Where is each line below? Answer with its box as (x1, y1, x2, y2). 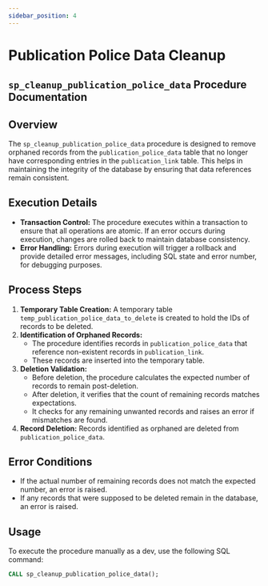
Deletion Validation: (19, 363, 88, 373)
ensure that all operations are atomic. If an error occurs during (19, 226, 226, 235)
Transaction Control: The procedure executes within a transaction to (19, 217, 248, 227)
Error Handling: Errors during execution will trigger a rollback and (19, 243, 237, 252)
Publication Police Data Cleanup (8, 46, 226, 64)
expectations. (31, 398, 78, 407)
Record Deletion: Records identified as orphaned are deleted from (19, 423, 239, 433)
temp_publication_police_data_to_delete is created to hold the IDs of (19, 313, 250, 323)
